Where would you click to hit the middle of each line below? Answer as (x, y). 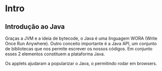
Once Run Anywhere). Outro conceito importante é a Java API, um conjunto (81, 44)
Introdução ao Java (35, 27)
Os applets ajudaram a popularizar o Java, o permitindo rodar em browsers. (81, 63)
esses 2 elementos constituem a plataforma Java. (55, 54)
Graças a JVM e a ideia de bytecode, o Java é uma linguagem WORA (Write (81, 38)
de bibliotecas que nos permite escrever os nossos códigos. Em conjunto (79, 49)
